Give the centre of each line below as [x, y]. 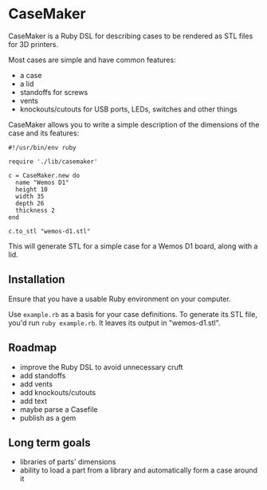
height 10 [31, 189]
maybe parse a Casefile [59, 409]
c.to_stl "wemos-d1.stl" [49, 231]
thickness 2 [35, 210]
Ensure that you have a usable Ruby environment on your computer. [120, 299]
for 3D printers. [33, 44]
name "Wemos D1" [42, 182]
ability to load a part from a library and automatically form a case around [138, 470]
